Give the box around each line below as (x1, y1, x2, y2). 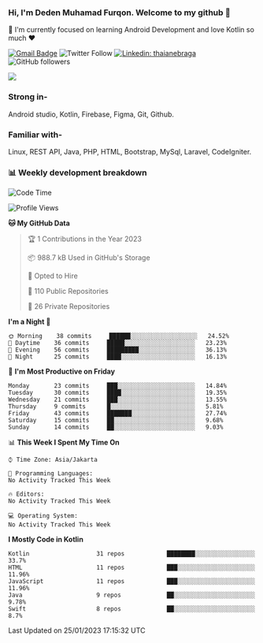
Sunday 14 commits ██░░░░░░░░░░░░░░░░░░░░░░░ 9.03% (8, 423, 224, 432)
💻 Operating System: (8, 512, 79, 520)
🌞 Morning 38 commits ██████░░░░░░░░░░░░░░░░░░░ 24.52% (8, 333, 230, 340)
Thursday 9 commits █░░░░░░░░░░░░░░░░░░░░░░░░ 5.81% (8, 403, 224, 411)
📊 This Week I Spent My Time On (8, 437, 120, 448)
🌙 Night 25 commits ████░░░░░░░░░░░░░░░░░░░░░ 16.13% (8, 353, 227, 361)
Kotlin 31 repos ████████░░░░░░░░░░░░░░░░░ (8, 550, 256, 558)
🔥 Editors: (8, 490, 45, 499)
